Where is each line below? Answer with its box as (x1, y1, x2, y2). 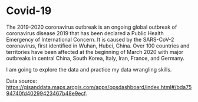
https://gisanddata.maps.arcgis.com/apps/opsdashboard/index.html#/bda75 (6, 83, 192, 90)
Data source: (6, 77, 37, 84)
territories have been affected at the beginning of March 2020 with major (6, 48, 184, 55)
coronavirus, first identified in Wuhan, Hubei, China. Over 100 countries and (6, 42, 190, 49)
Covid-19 (6, 4, 52, 18)
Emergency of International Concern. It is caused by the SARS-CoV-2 (6, 36, 174, 43)
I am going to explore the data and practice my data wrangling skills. (6, 66, 172, 73)
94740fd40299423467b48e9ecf (6, 90, 86, 97)
